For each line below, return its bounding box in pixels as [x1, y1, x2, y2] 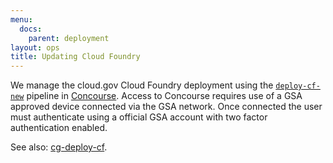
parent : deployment [28, 33, 110, 43]
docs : [19, 24, 43, 34]
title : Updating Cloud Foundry [10, 52, 141, 62]
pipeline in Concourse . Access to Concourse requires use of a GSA [26, 90, 303, 102]
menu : [10, 14, 33, 25]
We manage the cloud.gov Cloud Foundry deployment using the [10, 79, 274, 91]
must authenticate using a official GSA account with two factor [10, 111, 268, 123]
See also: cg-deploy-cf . [10, 141, 108, 153]
